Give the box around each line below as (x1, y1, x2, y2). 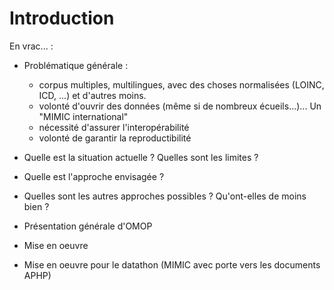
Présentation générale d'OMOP (23, 220, 153, 232)
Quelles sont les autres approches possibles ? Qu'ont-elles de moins (23, 190, 307, 202)
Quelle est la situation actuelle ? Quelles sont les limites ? (23, 151, 259, 163)
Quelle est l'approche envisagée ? (23, 170, 165, 182)
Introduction (9, 7, 115, 30)
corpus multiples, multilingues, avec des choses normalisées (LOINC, (38, 78, 325, 91)
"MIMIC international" (38, 110, 129, 122)
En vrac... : (9, 40, 54, 52)
